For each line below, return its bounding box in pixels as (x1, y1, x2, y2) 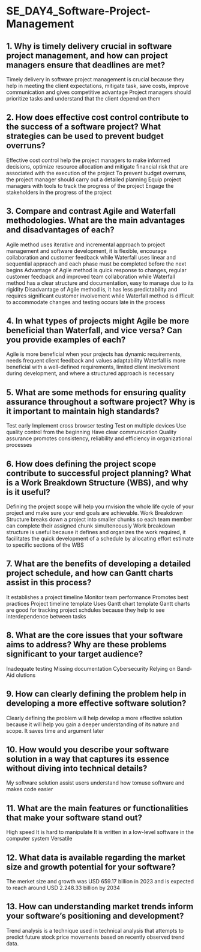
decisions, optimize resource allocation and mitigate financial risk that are (6, 163, 188, 170)
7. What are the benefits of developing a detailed (6, 559, 191, 569)
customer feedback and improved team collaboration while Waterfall (6, 273, 176, 280)
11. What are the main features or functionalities (6, 803, 188, 814)
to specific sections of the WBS (6, 541, 84, 549)
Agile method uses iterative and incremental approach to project (6, 241, 165, 248)
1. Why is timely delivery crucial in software (6, 41, 172, 51)
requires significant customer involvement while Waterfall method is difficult (6, 292, 194, 299)
